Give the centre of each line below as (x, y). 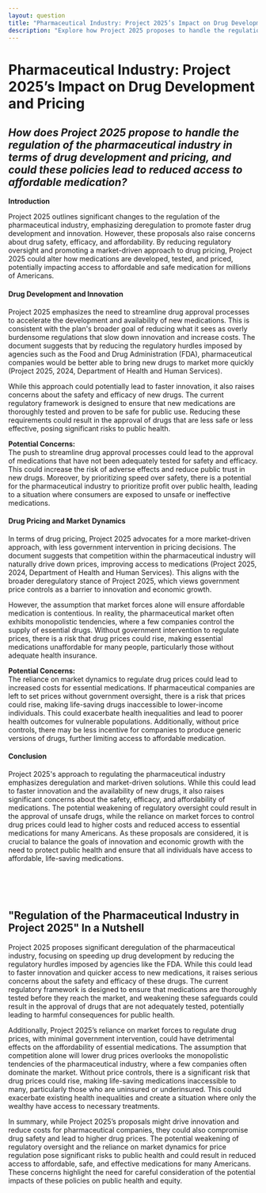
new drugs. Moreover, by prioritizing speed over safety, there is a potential (130, 477)
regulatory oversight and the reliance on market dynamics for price (118, 1147)
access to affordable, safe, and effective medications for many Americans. (130, 1164)
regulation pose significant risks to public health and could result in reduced (132, 1155)
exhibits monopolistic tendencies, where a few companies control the (122, 621)
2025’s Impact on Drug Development (131, 86)
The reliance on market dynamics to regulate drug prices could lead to (123, 679)
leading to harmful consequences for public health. (92, 1014)
